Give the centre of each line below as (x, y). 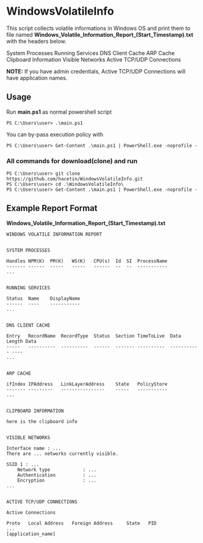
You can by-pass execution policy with (55, 134)
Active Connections (31, 512)
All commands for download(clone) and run (72, 161)
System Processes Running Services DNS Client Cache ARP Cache (91, 53)
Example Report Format (52, 208)
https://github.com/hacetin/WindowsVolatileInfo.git (75, 179)
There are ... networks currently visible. (62, 454)
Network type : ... (57, 470)
